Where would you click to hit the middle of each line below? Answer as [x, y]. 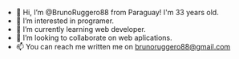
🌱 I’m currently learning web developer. [81, 29]
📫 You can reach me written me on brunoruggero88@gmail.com [123, 47]
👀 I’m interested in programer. [65, 21]
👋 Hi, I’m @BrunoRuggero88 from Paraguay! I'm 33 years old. [117, 12]
